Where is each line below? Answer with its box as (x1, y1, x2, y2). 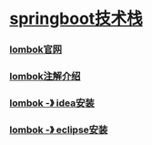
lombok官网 (9, 43, 62, 56)
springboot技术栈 (9, 8, 143, 29)
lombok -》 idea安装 (9, 97, 95, 109)
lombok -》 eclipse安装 (9, 123, 108, 136)
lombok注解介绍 (9, 70, 81, 83)
